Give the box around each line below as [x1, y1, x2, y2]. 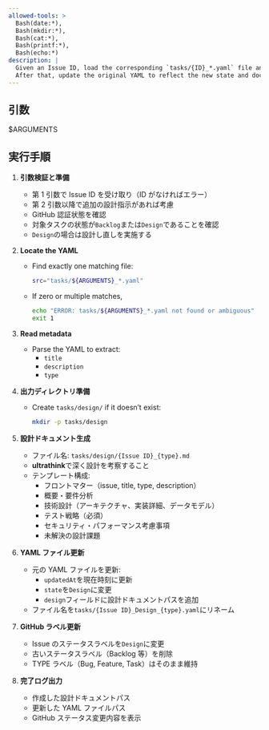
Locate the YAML [19, 246, 78, 256]
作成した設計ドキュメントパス [31, 692, 130, 702]
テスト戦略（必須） [43, 510, 108, 520]
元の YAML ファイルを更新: [31, 564, 122, 574]
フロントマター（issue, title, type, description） [43, 480, 201, 490]
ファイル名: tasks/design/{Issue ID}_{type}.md [31, 450, 190, 460]
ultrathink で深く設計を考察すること [31, 460, 150, 470]
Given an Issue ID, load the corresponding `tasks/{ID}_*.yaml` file [15, 64, 252, 72]
